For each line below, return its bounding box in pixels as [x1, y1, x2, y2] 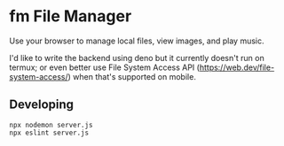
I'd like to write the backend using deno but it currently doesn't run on [9, 52, 264, 63]
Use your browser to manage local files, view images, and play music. [9, 35, 264, 46]
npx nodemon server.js [9, 120, 93, 129]
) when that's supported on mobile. [67, 71, 197, 81]
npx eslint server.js [9, 128, 90, 137]
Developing [9, 97, 74, 112]
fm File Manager [9, 6, 132, 27]
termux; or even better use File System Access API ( [9, 62, 200, 73]
